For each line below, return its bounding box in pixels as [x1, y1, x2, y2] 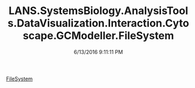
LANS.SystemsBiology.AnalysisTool [8, 4, 189, 18]
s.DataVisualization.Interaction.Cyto [8, 16, 189, 30]
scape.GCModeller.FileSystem [22, 29, 175, 42]
